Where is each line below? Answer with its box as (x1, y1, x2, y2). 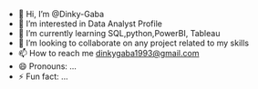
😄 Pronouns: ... (17, 61, 77, 72)
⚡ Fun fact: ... (17, 71, 68, 82)
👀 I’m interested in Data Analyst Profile (17, 18, 162, 29)
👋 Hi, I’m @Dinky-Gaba (17, 9, 105, 19)
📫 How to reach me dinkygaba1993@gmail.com (17, 48, 200, 58)
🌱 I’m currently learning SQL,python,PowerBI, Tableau (17, 28, 221, 38)
